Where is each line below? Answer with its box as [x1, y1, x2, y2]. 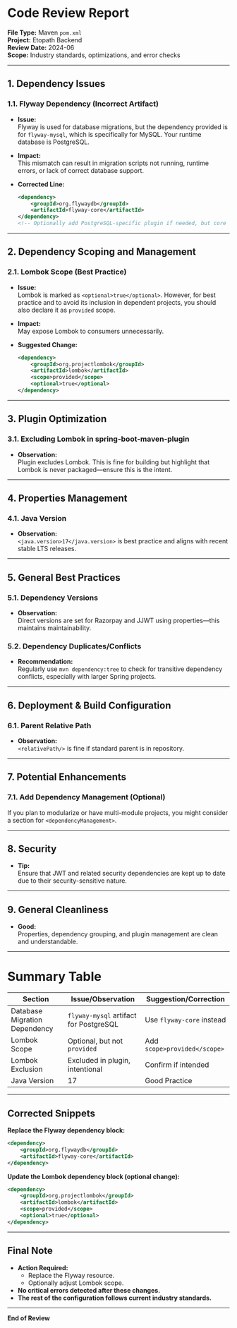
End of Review [7, 1314, 51, 1322]
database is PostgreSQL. [17, 138, 90, 146]
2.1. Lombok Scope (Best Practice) [7, 267, 127, 277]
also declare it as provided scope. [17, 306, 116, 314]
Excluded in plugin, [67, 1056, 130, 1066]
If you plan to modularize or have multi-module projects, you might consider [7, 808, 228, 816]
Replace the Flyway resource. [28, 1271, 115, 1279]
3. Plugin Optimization [7, 413, 107, 425]
